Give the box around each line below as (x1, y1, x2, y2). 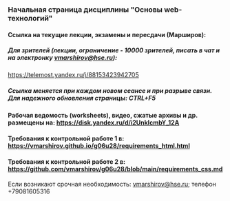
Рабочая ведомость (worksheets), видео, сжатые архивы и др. (8, 112, 198, 120)
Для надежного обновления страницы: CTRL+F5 (8, 94, 156, 103)
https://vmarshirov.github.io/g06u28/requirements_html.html (8, 142, 190, 150)
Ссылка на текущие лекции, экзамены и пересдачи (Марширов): (8, 30, 206, 39)
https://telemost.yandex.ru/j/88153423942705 (8, 71, 140, 79)
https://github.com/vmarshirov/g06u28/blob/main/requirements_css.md (8, 165, 223, 173)
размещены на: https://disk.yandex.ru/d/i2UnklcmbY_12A (8, 118, 180, 127)
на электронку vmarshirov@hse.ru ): (8, 54, 118, 62)
